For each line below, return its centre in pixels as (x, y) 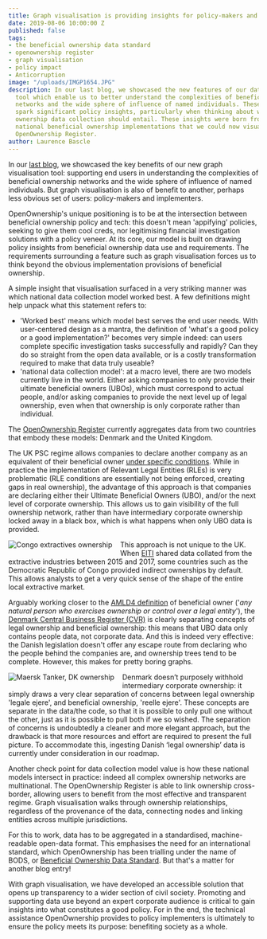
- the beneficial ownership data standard (79, 45)
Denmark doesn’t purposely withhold (183, 677)
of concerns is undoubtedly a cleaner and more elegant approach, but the (129, 728)
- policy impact (35, 68)
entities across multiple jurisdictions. (68, 819)
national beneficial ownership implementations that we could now (128, 127)
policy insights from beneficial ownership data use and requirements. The (129, 247)
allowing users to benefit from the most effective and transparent (140, 794)
